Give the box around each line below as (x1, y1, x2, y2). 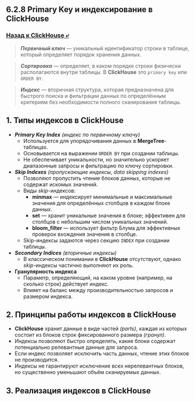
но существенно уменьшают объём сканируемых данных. (14, 369, 161, 376)
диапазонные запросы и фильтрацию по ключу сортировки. (23, 162, 174, 169)
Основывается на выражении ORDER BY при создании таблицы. (23, 149, 180, 157)
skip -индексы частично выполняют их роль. (23, 262, 134, 269)
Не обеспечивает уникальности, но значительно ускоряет (23, 156, 169, 163)
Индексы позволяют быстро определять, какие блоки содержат (14, 338, 176, 345)
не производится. (14, 357, 59, 364)
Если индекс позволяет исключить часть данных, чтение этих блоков (14, 350, 189, 357)
